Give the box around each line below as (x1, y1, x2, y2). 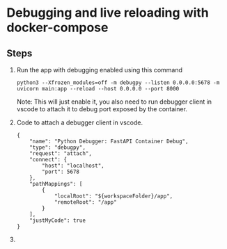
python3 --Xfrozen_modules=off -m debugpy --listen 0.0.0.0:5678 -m (16, 79, 220, 86)
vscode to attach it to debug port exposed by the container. (16, 105, 187, 113)
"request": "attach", (29, 150, 92, 157)
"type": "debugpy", (29, 144, 86, 151)
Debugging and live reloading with (6, 5, 210, 21)
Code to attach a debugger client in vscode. (16, 118, 143, 127)
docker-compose (6, 19, 109, 35)
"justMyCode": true (29, 217, 86, 224)
